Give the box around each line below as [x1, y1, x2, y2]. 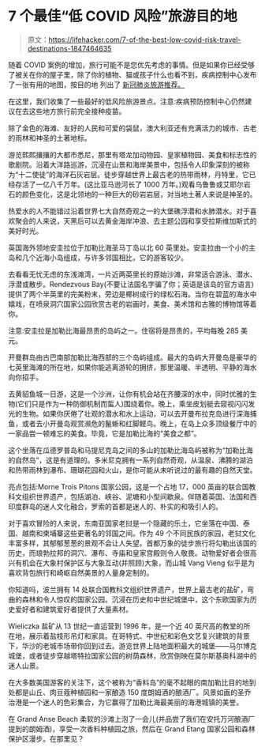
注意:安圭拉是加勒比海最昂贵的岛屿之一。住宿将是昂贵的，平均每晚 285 [8, 326, 239, 335]
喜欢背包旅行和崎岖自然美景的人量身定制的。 [8, 568, 154, 577]
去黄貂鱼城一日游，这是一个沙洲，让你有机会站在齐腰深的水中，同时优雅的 [8, 389, 250, 398]
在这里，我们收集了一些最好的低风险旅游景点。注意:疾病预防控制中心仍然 [8, 96, 246, 106]
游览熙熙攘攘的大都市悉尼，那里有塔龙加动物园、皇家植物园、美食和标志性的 [8, 149, 257, 159]
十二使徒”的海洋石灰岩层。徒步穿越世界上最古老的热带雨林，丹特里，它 [18, 169, 250, 179]
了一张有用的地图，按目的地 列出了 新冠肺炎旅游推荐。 [8, 80, 185, 89]
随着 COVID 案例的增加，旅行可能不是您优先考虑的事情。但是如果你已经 [8, 60, 241, 70]
